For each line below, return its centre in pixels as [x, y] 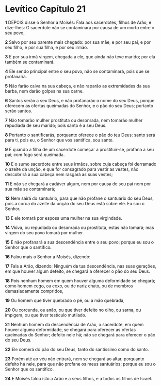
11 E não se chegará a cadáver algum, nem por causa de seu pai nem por [78, 184]
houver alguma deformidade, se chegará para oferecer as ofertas [71, 330]
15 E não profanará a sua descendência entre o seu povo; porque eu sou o [80, 242]
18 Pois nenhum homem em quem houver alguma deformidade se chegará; [80, 281]
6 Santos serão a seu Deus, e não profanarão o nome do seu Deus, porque [80, 100]
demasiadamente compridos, [34, 291]
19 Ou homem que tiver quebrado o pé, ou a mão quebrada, [65, 300]
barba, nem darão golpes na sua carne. [44, 91]
